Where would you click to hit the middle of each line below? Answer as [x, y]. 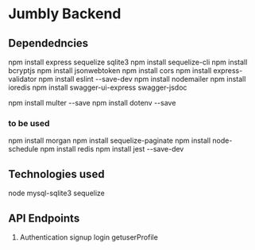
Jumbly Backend [65, 14]
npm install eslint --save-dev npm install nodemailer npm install [142, 79]
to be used [29, 123]
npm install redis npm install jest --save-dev [112, 149]
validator [23, 79]
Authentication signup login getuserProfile [89, 237]
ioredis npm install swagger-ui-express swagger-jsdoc [98, 87]
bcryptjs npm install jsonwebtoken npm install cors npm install [110, 71]
